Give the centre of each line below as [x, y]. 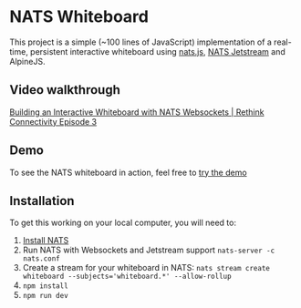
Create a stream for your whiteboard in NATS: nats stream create [146, 268]
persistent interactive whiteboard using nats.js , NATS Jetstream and [158, 51]
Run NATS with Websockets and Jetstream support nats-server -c [149, 250]
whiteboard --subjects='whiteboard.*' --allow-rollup [127, 277]
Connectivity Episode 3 [53, 121]
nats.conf [42, 259]
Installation [42, 201]
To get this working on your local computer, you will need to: [123, 223]
